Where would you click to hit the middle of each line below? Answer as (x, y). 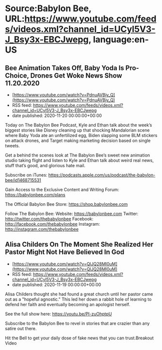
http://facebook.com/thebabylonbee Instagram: (53, 224)
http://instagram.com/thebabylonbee (42, 229)
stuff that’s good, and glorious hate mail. (45, 165)
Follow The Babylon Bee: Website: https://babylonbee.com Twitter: (72, 214)
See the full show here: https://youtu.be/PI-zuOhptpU (58, 314)
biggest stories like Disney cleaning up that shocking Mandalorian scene (77, 130)
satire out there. (21, 328)
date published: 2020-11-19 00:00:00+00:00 (57, 284)
